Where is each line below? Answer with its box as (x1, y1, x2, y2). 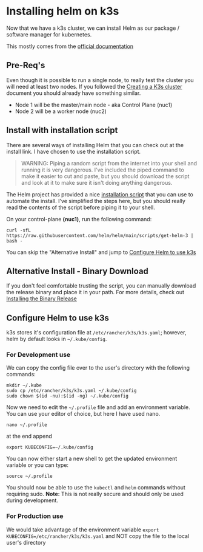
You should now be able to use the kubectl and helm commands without (6, 484, 186, 491)
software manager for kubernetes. (6, 30, 92, 38)
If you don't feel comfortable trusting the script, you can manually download (6, 282, 196, 289)
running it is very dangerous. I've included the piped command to (21, 166, 185, 173)
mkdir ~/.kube (6, 382, 42, 388)
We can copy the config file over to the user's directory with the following (6, 364, 190, 371)
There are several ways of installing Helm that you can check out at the (6, 141, 184, 148)
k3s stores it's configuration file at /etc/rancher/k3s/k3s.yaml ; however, (6, 329, 187, 336)
